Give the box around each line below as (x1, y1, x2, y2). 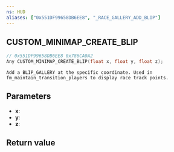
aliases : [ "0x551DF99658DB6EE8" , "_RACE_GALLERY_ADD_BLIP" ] (6, 15, 161, 21)
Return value (6, 137, 56, 148)
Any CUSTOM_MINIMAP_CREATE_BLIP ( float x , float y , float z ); (6, 59, 164, 65)
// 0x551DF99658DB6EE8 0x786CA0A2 (6, 53, 94, 59)
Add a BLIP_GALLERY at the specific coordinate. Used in (6, 70, 153, 76)
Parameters (6, 91, 51, 102)
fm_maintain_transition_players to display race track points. (6, 75, 169, 81)
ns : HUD (6, 8, 26, 15)
